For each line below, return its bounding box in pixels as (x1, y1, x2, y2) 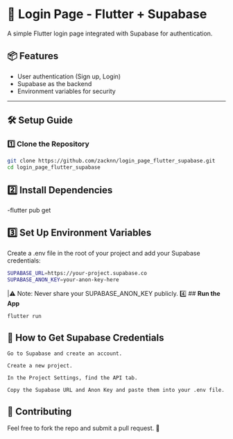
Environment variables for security (17, 87, 116, 95)
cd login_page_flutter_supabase (7, 164, 101, 171)
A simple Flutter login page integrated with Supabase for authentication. (7, 29, 213, 38)
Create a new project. (7, 363, 73, 370)
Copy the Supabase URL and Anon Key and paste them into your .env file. (7, 387, 225, 394)
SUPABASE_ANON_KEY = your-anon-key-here (7, 276, 119, 283)
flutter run (7, 313, 42, 320)
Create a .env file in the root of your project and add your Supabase (7, 249, 200, 257)
